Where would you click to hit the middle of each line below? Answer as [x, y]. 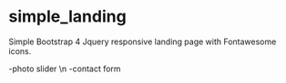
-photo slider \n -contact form [65, 69]
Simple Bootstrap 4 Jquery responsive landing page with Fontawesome [143, 41]
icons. [20, 51]
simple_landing [67, 17]
